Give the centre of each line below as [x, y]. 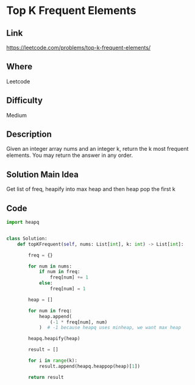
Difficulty [24, 101]
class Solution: [27, 238]
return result [46, 377]
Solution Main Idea [43, 174]
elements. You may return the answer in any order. [69, 155]
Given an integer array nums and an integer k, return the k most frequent [97, 149]
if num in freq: [59, 272]
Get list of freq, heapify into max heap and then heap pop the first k [91, 189]
